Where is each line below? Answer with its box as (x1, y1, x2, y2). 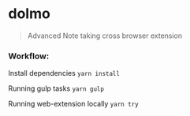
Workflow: (8, 51, 50, 62)
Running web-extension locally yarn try (8, 99, 140, 109)
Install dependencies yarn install (8, 69, 121, 78)
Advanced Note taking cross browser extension (27, 31, 183, 40)
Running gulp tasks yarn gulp (8, 84, 105, 93)
